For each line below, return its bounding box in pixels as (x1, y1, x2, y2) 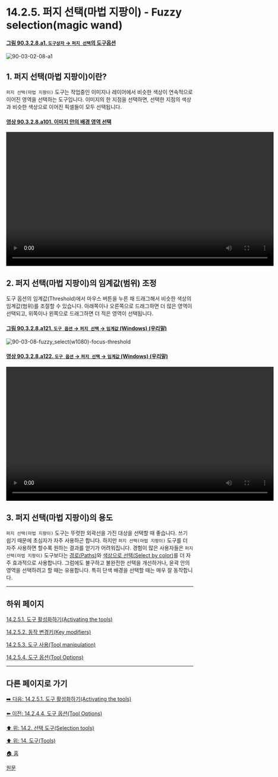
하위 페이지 (6, 599, 45, 609)
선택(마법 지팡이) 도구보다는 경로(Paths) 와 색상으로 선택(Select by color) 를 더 (6, 552, 185, 559)
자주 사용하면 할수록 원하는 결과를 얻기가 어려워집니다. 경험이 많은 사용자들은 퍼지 (6, 544, 194, 551)
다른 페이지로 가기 (6, 678, 68, 688)
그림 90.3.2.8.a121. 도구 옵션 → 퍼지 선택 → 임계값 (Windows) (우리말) (6, 324, 168, 332)
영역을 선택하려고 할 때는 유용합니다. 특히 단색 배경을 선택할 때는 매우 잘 (6, 567, 172, 574)
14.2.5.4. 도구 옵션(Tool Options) (6, 654, 84, 661)
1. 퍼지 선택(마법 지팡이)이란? (6, 71, 107, 82)
